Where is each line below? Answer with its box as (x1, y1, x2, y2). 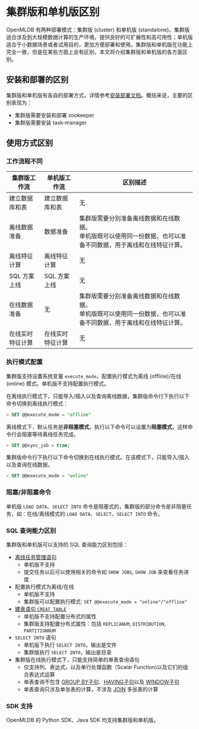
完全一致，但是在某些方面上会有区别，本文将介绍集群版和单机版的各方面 (6, 48, 182, 55)
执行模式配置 (6, 358, 43, 366)
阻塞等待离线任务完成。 (21, 431, 79, 438)
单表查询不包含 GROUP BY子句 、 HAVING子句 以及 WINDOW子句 (23, 678, 179, 685)
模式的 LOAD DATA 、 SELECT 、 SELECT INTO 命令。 (49, 510, 163, 517)
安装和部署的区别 (6, 75, 69, 85)
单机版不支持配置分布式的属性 (23, 612, 97, 619)
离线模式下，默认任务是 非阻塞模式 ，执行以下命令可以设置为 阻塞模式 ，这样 (6, 423, 188, 430)
